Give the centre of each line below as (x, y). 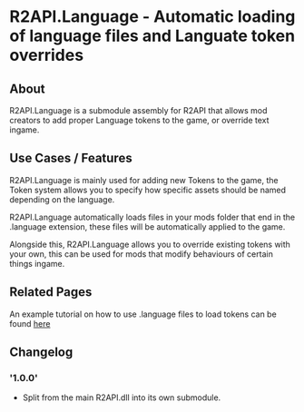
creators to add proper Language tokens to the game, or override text (139, 120)
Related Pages (51, 292)
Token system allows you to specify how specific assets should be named (148, 190)
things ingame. (37, 263)
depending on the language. (62, 199)
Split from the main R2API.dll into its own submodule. (122, 397)
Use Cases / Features (71, 158)
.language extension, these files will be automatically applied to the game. (147, 226)
